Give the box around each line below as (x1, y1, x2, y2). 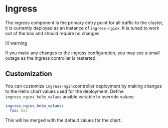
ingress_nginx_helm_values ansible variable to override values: (5, 93, 135, 99)
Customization (5, 70, 53, 78)
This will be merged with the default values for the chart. (5, 117, 122, 123)
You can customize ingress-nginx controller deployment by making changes (5, 83, 162, 89)
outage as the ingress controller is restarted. (5, 55, 97, 61)
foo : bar (10, 108, 28, 113)
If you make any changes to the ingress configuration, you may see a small (5, 50, 160, 56)
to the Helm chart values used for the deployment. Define (5, 88, 124, 94)
